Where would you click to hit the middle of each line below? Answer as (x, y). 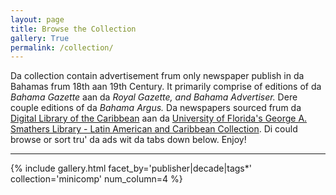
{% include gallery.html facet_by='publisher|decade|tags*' (131, 168)
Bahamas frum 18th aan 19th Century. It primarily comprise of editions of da (166, 87)
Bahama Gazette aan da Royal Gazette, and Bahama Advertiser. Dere (154, 97)
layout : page (37, 19)
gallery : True (40, 38)
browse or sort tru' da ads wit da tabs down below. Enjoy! (128, 140)
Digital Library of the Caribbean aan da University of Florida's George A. (159, 118)
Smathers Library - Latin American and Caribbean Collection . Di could (154, 129)
